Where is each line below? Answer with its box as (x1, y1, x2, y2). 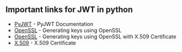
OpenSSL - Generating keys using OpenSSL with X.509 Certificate (14, 32, 177, 40)
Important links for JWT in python (5, 5, 133, 15)
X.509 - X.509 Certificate (14, 39, 76, 46)
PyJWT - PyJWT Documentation (14, 20, 94, 27)
